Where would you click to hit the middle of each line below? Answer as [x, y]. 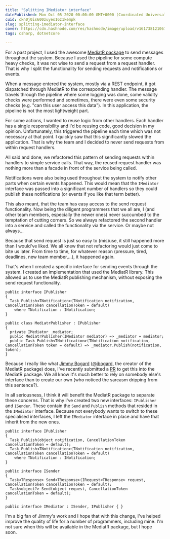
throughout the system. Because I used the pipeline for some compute [79, 58]
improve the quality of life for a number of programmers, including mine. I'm [84, 521]
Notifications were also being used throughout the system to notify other [81, 178]
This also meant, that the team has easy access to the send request [76, 204]
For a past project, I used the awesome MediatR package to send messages [84, 52]
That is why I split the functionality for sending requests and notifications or [84, 68]
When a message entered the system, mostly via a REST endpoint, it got [80, 84]
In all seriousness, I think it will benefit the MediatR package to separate [80, 395]
